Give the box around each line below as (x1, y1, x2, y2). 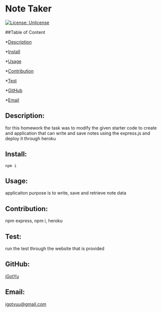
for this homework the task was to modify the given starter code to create (5, 124, 157, 130)
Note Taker (5, 3, 52, 14)
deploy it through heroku (5, 135, 56, 141)
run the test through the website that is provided (5, 245, 105, 251)
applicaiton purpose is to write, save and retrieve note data (5, 190, 126, 196)
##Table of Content (5, 29, 45, 35)
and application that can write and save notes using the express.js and (5, 130, 150, 136)
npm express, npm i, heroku (5, 218, 63, 224)
